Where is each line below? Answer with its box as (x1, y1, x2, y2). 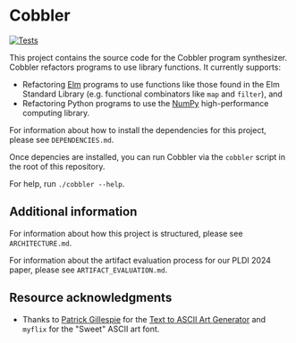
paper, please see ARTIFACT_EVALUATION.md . (9, 264, 168, 275)
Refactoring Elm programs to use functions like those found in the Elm (21, 79, 280, 89)
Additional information (9, 205, 138, 220)
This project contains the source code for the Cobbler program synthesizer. (9, 52, 288, 63)
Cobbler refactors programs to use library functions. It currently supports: (9, 62, 282, 72)
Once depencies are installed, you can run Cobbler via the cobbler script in (9, 151, 286, 162)
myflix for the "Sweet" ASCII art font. (21, 323, 160, 334)
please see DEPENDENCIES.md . (9, 134, 114, 145)
